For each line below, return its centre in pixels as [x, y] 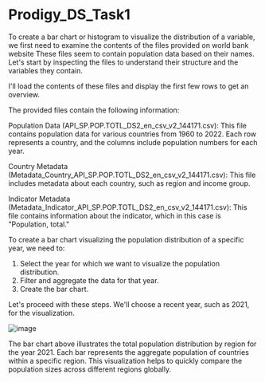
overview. [24, 94]
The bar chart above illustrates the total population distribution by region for [132, 344]
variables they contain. [46, 70]
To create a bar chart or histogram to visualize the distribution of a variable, [132, 37]
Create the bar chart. [54, 289]
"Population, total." [39, 224]
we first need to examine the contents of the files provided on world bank [129, 45]
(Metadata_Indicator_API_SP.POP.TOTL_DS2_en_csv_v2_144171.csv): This [128, 207]
